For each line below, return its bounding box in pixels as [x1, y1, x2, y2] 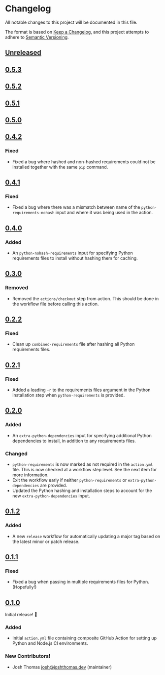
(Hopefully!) [12, 584, 37, 590]
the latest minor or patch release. [12, 539, 80, 544]
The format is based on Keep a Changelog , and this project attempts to [5, 29, 149, 35]
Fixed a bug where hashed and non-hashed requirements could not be [12, 159, 156, 165]
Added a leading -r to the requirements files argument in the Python [12, 387, 151, 393]
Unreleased [5, 48, 42, 57]
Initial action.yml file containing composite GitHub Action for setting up [12, 635, 157, 641]
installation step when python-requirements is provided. [12, 392, 125, 398]
